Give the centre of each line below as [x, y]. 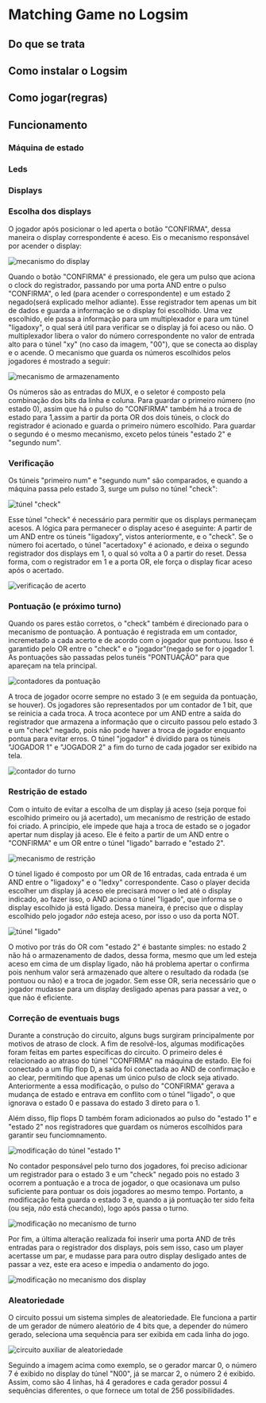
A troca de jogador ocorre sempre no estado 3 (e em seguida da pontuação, [133, 696]
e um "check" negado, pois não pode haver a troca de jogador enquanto [127, 731]
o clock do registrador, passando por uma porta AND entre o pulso [117, 285]
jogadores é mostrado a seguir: [60, 361]
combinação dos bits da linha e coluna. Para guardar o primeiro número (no [132, 400]
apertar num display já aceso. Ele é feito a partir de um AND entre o [119, 834]
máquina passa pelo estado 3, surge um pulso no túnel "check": [113, 489]
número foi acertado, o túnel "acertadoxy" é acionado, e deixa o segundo [129, 545]
